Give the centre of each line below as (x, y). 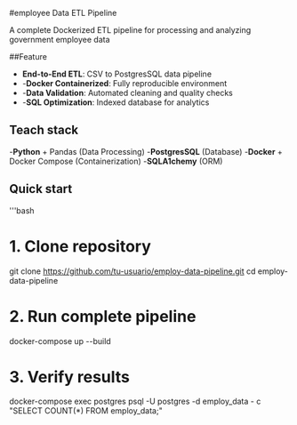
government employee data (60, 40)
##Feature (28, 56)
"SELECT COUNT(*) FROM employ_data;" (86, 411)
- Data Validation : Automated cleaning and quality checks (127, 93)
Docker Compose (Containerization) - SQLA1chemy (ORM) (116, 161)
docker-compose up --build (60, 341)
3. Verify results (70, 377)
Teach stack (44, 130)
